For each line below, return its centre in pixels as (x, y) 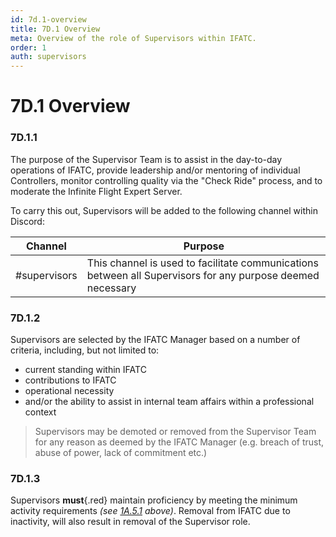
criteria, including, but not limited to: (85, 350)
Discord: (27, 221)
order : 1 (28, 47)
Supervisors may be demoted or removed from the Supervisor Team (175, 431)
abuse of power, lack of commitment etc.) (121, 452)
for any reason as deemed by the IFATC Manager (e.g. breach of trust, (179, 442)
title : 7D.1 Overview (55, 29)
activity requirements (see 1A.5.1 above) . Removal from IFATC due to (150, 511)
